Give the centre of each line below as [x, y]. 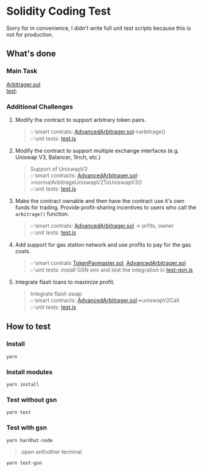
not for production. [30, 34]
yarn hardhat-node [30, 440]
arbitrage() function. [42, 214]
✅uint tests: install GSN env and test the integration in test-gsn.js [112, 270]
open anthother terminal [51, 451]
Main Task [22, 71]
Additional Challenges [40, 107]
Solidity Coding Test [59, 11]
